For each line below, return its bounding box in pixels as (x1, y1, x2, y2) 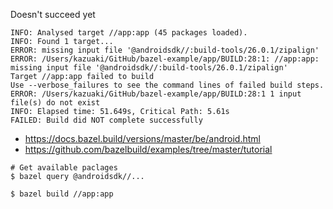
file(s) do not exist (10, 98, 101, 108)
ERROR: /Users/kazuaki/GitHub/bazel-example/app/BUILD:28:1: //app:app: (10, 54, 320, 64)
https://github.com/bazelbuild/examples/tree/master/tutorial (24, 144, 273, 155)
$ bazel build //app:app (10, 189, 114, 199)
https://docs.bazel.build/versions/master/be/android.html (24, 133, 261, 144)
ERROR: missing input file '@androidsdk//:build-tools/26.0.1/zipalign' (10, 45, 320, 55)
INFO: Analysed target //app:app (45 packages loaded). (10, 28, 248, 38)
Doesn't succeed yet (10, 9, 96, 20)
